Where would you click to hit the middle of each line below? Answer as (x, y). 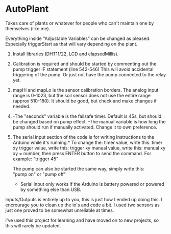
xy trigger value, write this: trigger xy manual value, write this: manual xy (89, 148)
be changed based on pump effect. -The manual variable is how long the (89, 121)
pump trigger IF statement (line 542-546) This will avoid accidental (83, 69)
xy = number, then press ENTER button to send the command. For (82, 153)
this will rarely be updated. (33, 225)
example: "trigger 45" (35, 159)
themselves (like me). (28, 28)
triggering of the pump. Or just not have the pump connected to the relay (89, 74)
